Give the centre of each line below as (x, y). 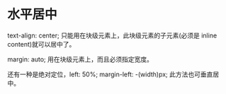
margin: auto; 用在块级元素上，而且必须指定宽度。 (80, 59)
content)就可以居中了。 (41, 44)
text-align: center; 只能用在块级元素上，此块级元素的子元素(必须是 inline (112, 35)
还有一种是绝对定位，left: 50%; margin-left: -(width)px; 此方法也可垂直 (110, 74)
